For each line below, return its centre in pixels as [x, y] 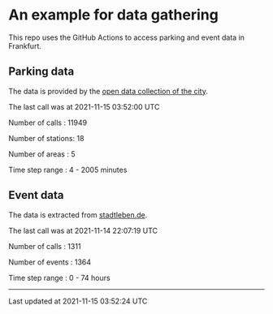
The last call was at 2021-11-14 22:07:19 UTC [83, 230]
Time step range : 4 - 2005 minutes [68, 170]
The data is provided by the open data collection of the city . [108, 91]
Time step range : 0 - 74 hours [60, 277]
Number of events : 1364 [50, 262]
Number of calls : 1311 [45, 246]
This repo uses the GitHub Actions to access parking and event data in [127, 37]
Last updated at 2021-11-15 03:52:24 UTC [78, 301]
